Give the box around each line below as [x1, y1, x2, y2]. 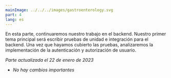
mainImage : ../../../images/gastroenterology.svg [5, 7, 114, 13]
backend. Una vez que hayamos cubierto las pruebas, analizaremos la [5, 42, 154, 48]
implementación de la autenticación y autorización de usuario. [5, 47, 137, 54]
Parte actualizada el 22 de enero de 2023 [5, 57, 94, 63]
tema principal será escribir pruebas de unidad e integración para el [5, 36, 148, 42]
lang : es [5, 17, 24, 22]
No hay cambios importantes [12, 67, 75, 73]
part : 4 [5, 12, 22, 17]
